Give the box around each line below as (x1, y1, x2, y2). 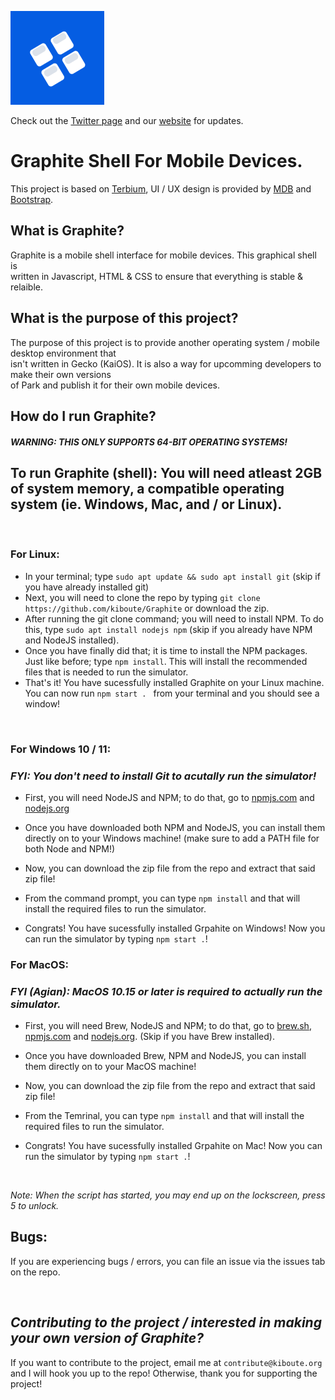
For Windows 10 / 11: (10, 742, 112, 756)
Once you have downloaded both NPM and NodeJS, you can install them (24, 821, 326, 833)
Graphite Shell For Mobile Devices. (10, 150, 303, 173)
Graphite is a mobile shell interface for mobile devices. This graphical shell (10, 249, 317, 261)
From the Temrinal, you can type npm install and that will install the (24, 1110, 305, 1122)
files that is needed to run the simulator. (24, 666, 189, 678)
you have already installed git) (24, 581, 150, 593)
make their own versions (10, 368, 112, 380)
